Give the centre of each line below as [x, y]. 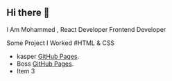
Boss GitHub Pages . [45, 64]
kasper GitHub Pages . [48, 56]
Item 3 [26, 71]
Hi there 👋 [28, 13]
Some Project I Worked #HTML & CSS [61, 43]
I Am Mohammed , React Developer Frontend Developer [86, 29]
